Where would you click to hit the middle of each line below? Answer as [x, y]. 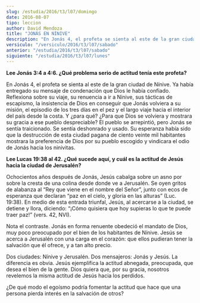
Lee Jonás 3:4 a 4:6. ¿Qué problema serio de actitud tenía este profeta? [97, 72]
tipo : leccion [24, 23]
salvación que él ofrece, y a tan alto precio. [59, 245]
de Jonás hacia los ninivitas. [41, 147]
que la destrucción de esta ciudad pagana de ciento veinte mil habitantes [96, 135]
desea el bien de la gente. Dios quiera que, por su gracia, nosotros [88, 269]
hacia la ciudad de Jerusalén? [44, 165]
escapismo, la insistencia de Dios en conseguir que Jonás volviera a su [93, 103]
